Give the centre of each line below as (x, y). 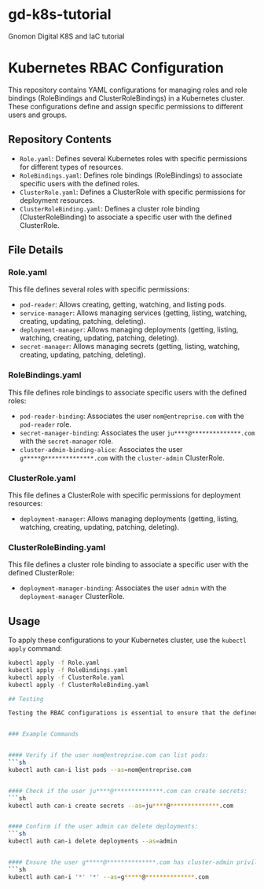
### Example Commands (44, 734)
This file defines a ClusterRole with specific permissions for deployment (125, 495)
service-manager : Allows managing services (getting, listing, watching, (133, 313)
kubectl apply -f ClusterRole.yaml (66, 678)
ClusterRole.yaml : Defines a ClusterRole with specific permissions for (132, 192)
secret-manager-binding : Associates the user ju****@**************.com (137, 432)
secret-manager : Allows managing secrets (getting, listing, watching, (130, 347)
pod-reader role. (46, 424)
